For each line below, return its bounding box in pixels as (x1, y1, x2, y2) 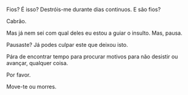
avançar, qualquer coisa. (6, 60, 68, 66)
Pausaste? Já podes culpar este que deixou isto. (6, 41, 128, 48)
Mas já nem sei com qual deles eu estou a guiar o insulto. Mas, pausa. (6, 29, 183, 37)
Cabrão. (6, 18, 27, 24)
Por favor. (6, 71, 31, 79)
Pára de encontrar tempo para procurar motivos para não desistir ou (6, 53, 178, 60)
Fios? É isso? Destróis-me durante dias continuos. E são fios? (6, 6, 161, 13)
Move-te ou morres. (6, 83, 57, 90)
